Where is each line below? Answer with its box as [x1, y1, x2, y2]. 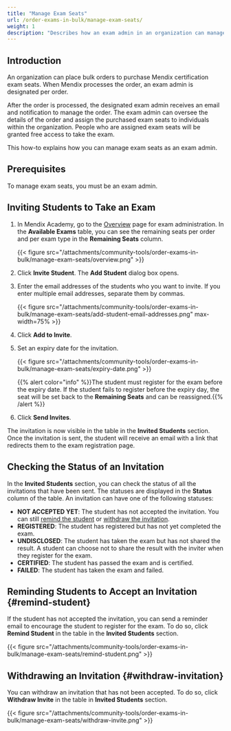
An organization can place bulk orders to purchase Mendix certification [7, 73, 209, 81]
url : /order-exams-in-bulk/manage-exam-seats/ [7, 17, 143, 23]
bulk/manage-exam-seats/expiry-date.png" [16, 364, 141, 372]
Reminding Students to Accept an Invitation [7, 586, 197, 597]
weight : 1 [7, 23, 36, 30]
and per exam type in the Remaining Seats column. [16, 235, 164, 243]
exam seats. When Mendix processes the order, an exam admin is [7, 81, 194, 89]
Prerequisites [7, 163, 66, 176]
